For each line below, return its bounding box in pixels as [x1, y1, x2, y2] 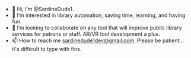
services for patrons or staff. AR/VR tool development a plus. [11, 30, 160, 37]
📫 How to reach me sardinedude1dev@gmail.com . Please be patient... [11, 37, 184, 44]
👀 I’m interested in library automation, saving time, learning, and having [11, 12, 186, 19]
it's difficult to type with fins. [11, 46, 82, 52]
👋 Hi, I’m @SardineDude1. [11, 6, 74, 12]
